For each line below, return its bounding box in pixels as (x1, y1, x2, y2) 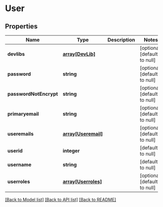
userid (7, 148, 23, 154)
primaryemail (7, 111, 39, 117)
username (7, 162, 32, 168)
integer (63, 148, 80, 154)
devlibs (7, 51, 25, 57)
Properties (5, 22, 38, 30)
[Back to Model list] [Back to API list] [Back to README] (5, 197, 116, 202)
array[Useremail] (63, 131, 103, 137)
